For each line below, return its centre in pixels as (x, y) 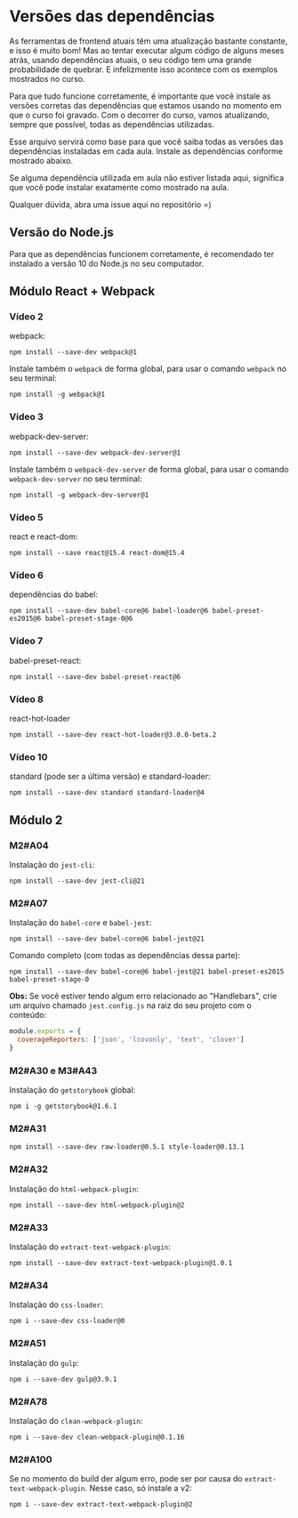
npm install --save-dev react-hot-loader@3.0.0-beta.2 (113, 735)
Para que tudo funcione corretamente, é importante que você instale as (140, 96)
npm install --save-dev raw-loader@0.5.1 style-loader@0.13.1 (127, 1147)
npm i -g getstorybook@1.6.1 (63, 1106)
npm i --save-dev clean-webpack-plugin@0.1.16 (97, 1437)
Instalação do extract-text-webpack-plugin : (90, 1247)
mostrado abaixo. (41, 160)
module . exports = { (45, 1031)
